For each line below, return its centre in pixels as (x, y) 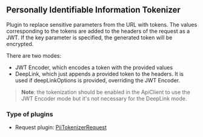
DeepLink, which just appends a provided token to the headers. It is (99, 74)
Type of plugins (30, 114)
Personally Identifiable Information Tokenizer (93, 10)
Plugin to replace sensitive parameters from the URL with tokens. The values (102, 24)
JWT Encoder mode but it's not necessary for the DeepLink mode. (104, 98)
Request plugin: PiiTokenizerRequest (61, 127)
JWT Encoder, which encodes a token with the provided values (94, 67)
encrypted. (20, 44)
